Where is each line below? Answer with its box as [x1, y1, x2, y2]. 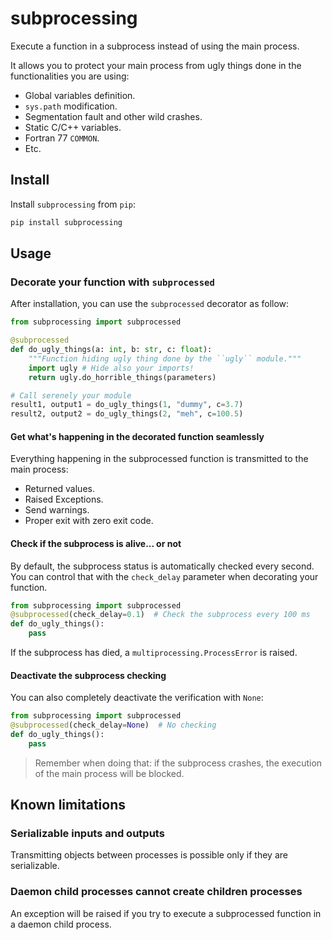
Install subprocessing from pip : [10, 198, 137, 210]
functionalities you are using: [10, 70, 130, 82]
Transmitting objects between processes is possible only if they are [10, 849, 288, 861]
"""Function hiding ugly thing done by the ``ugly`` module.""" [28, 353, 302, 364]
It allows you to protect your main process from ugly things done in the [10, 59, 302, 71]
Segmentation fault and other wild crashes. [24, 110, 203, 122]
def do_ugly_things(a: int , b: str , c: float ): [10, 345, 213, 355]
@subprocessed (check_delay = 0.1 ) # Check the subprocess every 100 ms [10, 610, 311, 620]
